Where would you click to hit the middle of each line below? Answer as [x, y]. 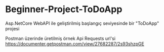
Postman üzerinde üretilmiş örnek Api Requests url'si [60, 38]
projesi [12, 28]
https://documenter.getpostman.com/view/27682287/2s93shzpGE [75, 43]
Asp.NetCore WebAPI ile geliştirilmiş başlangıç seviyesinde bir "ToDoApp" [82, 23]
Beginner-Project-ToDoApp [64, 9]
